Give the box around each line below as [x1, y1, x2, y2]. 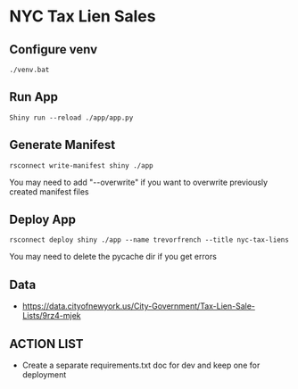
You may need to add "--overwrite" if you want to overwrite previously [9, 177, 269, 187]
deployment [21, 369, 67, 380]
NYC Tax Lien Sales [9, 6, 156, 27]
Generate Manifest [9, 137, 116, 153]
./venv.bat [9, 65, 50, 74]
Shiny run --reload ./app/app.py [9, 113, 134, 122]
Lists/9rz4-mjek [21, 310, 82, 321]
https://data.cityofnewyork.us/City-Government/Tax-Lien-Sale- [21, 301, 256, 311]
